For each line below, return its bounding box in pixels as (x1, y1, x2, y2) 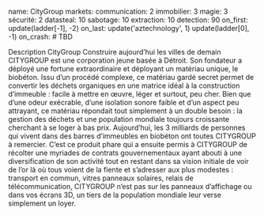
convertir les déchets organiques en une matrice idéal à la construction (8, 81, 240, 90)
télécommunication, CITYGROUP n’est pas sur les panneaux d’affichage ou (8, 182, 253, 191)
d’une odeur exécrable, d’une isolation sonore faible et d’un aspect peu (8, 98, 239, 107)
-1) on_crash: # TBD (8, 32, 74, 41)
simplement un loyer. (8, 199, 77, 208)
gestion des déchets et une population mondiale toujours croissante (8, 115, 230, 123)
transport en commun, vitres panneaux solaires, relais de (8, 173, 194, 183)
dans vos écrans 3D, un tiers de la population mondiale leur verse (8, 190, 221, 199)
